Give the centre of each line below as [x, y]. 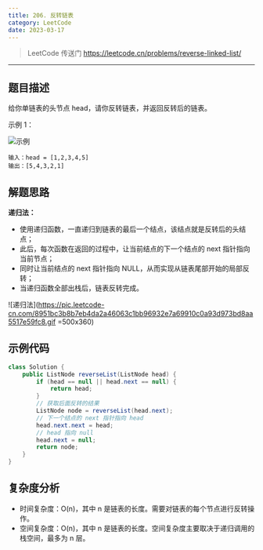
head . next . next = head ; [75, 425]
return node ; [58, 447]
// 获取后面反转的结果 [68, 404]
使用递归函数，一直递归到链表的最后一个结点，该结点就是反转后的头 [129, 229]
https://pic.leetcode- [71, 304]
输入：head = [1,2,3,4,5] [49, 158]
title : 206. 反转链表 [41, 15]
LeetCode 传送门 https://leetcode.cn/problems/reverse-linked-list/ [134, 53]
